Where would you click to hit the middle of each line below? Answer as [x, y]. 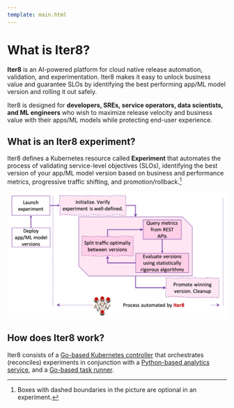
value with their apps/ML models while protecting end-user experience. [110, 120]
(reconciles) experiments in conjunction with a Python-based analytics [109, 362]
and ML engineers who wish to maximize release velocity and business [110, 112]
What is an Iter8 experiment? [71, 142]
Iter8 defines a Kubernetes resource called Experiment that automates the [114, 158]
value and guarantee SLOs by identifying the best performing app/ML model [117, 84]
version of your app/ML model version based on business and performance [116, 173]
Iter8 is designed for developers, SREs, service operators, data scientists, [115, 105]
